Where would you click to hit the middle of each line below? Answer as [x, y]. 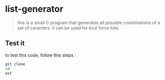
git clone [15, 64]
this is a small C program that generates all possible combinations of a [89, 23]
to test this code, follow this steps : [41, 55]
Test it [15, 43]
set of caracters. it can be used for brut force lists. [68, 27]
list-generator [34, 9]
